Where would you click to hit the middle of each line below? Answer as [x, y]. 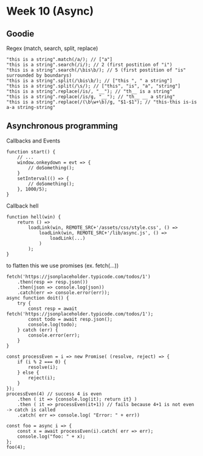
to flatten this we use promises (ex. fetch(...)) [63, 265]
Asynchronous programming [62, 126]
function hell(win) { [34, 217]
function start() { [31, 152]
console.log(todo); [53, 324]
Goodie [20, 34]
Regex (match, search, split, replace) [52, 48]
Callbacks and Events [33, 141]
